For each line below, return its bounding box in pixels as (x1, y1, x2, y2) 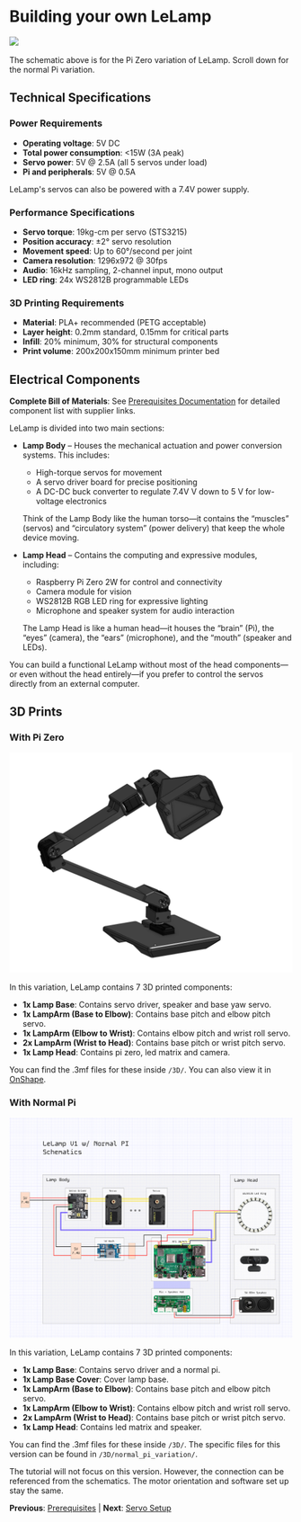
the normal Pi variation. (9, 64, 95, 75)
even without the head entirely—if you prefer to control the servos (19, 669, 263, 680)
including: (22, 559, 59, 570)
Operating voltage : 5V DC (22, 138, 120, 148)
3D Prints (9, 704, 63, 720)
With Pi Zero (9, 731, 65, 743)
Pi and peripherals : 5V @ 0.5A (22, 166, 137, 177)
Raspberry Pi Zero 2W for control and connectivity (35, 577, 223, 588)
